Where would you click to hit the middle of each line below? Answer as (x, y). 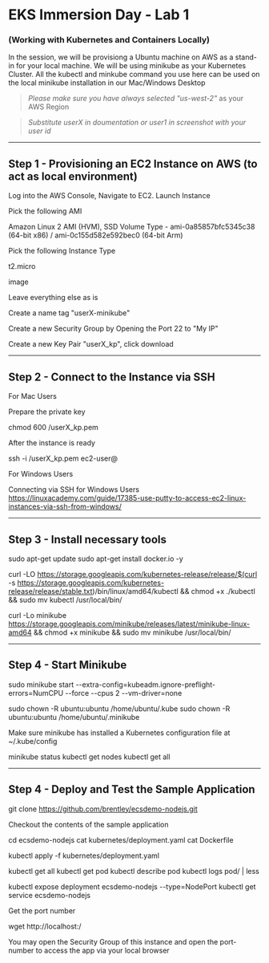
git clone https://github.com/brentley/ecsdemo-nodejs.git (103, 809)
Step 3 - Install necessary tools (87, 539)
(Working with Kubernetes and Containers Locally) (109, 40)
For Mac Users (33, 396)
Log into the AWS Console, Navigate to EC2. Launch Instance (109, 196)
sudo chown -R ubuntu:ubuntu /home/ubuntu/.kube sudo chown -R (119, 709)
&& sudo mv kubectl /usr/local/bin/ (65, 599)
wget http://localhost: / (45, 926)
